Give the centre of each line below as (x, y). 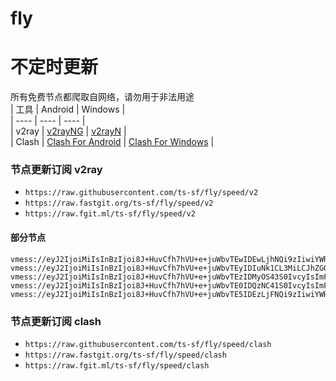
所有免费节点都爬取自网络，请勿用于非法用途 (102, 97)
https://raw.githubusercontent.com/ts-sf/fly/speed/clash (148, 344)
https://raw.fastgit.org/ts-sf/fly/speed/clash (125, 355)
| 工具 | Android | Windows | (68, 109)
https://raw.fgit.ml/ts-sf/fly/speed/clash (117, 365)
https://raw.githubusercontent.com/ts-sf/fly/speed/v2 (141, 193)
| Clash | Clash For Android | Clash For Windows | (112, 142)
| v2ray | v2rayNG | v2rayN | (68, 131)
